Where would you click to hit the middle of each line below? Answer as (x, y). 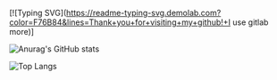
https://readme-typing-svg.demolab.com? (143, 13)
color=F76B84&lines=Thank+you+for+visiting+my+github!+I (120, 22)
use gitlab (250, 22)
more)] (21, 32)
